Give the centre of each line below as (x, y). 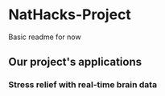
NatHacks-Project (70, 15)
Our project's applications (75, 62)
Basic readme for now (45, 37)
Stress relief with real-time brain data (83, 85)
